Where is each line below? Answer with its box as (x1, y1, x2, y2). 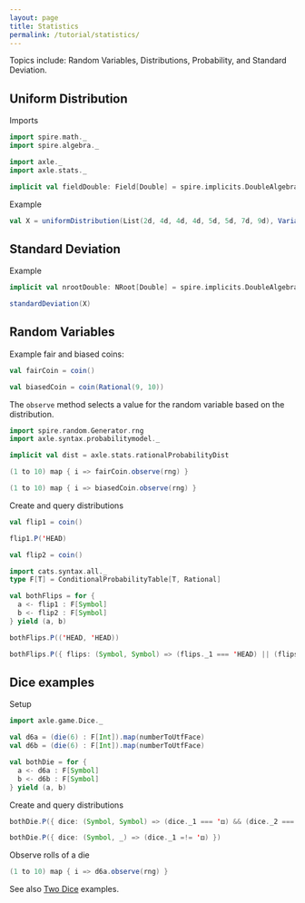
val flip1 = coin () (9, 517, 84, 526)
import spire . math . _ (9, 133, 88, 142)
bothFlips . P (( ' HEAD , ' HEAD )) (9, 633, 120, 643)
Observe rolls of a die (9, 849, 90, 860)
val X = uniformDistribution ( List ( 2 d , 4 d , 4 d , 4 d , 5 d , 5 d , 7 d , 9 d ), (9, 216, 274, 225)
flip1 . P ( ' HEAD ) (9, 534, 67, 543)
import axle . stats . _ (9, 165, 88, 175)
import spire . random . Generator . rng (9, 426, 144, 436)
